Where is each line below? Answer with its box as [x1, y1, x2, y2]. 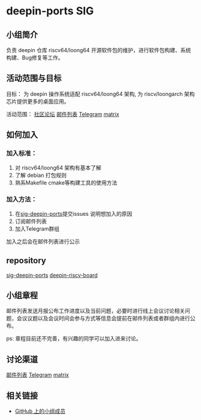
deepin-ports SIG [6, 4, 94, 18]
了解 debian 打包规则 [14, 171, 67, 179]
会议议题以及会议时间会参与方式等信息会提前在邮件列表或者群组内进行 [16, 315, 190, 322]
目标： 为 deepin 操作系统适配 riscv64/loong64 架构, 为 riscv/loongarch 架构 [6, 90, 195, 97]
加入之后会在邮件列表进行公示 [6, 238, 80, 245]
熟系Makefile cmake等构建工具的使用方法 [14, 179, 118, 186]
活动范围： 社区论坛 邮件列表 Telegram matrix [6, 110, 119, 117]
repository [6, 256, 47, 266]
